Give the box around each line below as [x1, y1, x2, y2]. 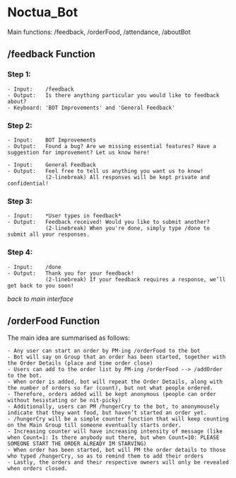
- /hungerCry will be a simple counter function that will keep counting [7, 416, 230, 423]
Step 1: [7, 69, 31, 79]
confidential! [7, 180, 49, 187]
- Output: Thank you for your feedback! [7, 270, 134, 277]
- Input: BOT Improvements [7, 136, 97, 144]
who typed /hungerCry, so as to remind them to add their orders [7, 453, 203, 460]
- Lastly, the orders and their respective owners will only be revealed [7, 459, 230, 466]
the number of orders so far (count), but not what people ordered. [7, 385, 213, 392]
